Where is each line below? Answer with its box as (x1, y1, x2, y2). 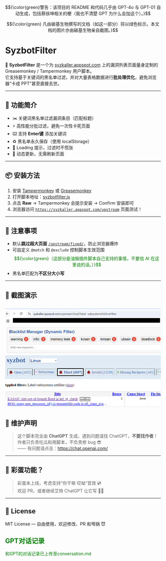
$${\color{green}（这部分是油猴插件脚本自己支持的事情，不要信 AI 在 (14, 256, 155, 262)
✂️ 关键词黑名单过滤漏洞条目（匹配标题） (12, 115, 96, 121)
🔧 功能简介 (5, 101, 37, 110)
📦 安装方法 (5, 171, 41, 180)
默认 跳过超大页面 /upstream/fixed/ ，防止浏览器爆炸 (12, 241, 119, 247)
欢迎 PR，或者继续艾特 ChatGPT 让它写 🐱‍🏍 (17, 488, 104, 494)
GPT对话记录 (5, 537, 45, 545)
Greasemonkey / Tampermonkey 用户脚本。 (5, 68, 95, 74)
